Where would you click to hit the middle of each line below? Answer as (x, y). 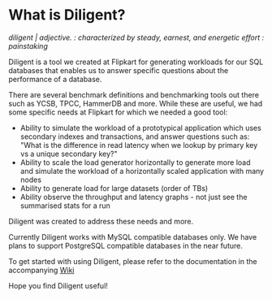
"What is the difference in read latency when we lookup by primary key (139, 145)
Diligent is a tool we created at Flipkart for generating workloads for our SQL (136, 62)
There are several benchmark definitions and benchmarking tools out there (134, 94)
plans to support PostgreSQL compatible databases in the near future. (126, 245)
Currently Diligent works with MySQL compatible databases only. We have (133, 236)
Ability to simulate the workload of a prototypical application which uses (140, 128)
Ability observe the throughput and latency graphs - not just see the (134, 197)
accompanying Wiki (41, 270)
